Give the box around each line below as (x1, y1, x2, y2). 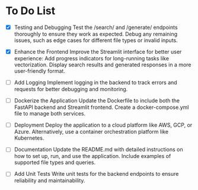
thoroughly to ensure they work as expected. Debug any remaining (14, 31, 178, 37)
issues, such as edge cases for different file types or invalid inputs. (14, 37, 178, 44)
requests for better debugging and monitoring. (14, 86, 128, 93)
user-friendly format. (14, 67, 66, 75)
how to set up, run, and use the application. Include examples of (14, 153, 171, 160)
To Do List (5, 4, 56, 18)
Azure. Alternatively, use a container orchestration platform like (14, 128, 169, 136)
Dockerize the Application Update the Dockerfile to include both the (14, 97, 180, 104)
